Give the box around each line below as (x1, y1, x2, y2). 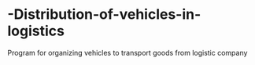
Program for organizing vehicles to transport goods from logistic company (7, 48, 248, 57)
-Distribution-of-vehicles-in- (7, 5, 201, 23)
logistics (7, 22, 65, 40)
